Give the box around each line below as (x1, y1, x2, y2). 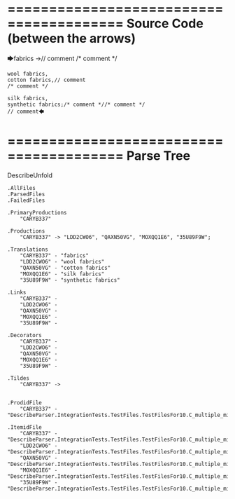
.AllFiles (7, 184, 36, 191)
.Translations (7, 246, 49, 253)
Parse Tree (126, 148, 191, 164)
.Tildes (7, 374, 30, 382)
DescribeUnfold (7, 171, 53, 179)
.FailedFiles (7, 197, 45, 204)
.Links (7, 289, 27, 296)
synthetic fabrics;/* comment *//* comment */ (7, 101, 145, 108)
